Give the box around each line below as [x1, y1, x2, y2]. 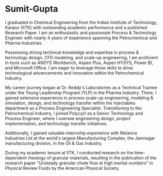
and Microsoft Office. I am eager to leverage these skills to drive [5, 64, 133, 71]
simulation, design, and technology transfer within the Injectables [5, 100, 136, 106]
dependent [5, 155, 27, 160]
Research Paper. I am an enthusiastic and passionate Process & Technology [5, 30, 157, 35]
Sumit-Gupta [5, 3, 58, 15]
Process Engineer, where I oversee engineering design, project [5, 115, 131, 121]
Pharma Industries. [5, 40, 43, 46]
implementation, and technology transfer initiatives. [5, 120, 108, 127]
